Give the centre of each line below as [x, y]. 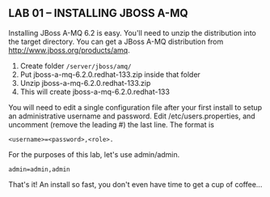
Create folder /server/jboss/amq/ [76, 66]
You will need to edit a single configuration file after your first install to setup [135, 107]
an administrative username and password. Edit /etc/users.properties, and [132, 116]
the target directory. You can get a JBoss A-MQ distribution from [116, 41]
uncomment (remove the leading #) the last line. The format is [111, 124]
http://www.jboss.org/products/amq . [70, 50]
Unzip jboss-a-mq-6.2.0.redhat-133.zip [85, 83]
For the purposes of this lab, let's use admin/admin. [94, 154]
